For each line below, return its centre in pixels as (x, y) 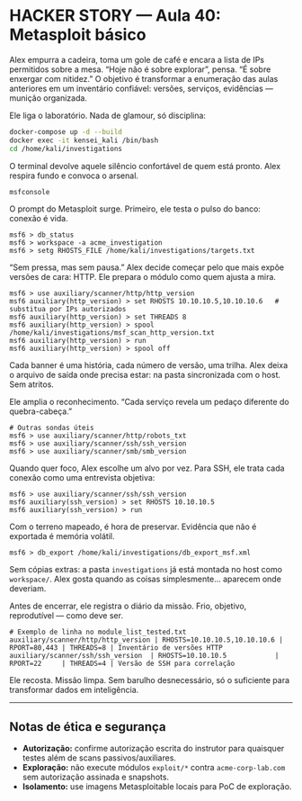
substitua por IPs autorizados (68, 310)
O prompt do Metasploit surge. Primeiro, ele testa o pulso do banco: (135, 209)
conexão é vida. (39, 219)
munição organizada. (49, 98)
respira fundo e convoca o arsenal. (74, 175)
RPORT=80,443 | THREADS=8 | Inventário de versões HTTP (116, 648)
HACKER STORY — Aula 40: (115, 16)
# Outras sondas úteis (52, 428)
